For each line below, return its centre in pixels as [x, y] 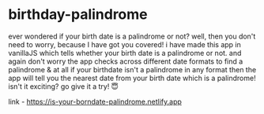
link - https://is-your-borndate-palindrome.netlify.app [95, 101]
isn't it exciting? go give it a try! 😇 [63, 86]
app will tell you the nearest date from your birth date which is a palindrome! [132, 78]
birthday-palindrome [78, 15]
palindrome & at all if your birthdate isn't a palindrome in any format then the [132, 69]
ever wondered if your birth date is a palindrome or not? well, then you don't [132, 36]
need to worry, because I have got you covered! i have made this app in [124, 44]
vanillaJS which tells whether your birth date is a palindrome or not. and [125, 53]
